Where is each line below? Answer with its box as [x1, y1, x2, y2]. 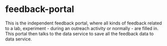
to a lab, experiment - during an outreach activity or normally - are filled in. [5, 25, 159, 31]
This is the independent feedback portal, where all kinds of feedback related [5, 20, 162, 26]
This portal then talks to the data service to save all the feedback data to [5, 30, 154, 36]
